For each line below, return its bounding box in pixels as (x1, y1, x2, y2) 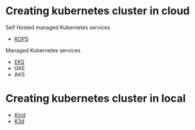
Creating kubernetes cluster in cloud (5, 4, 190, 18)
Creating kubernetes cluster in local (5, 92, 186, 105)
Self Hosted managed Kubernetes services (5, 24, 111, 31)
